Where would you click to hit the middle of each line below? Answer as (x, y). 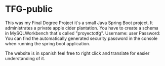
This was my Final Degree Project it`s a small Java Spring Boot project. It (79, 23)
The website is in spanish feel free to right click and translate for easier (77, 53)
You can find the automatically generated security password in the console (82, 38)
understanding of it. (25, 58)
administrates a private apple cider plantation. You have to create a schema (82, 28)
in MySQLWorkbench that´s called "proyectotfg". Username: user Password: (83, 33)
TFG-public (29, 9)
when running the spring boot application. (48, 43)
